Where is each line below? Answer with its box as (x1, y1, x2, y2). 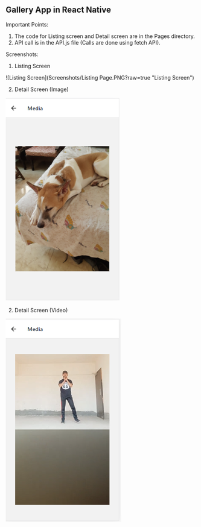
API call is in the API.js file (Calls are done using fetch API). (14, 39, 161, 46)
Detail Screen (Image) (14, 86, 69, 93)
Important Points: (5, 21, 49, 28)
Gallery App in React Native (5, 5, 111, 15)
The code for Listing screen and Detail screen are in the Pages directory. (14, 33, 196, 40)
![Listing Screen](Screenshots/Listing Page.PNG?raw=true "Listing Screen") (5, 74, 194, 81)
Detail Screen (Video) (14, 306, 68, 314)
